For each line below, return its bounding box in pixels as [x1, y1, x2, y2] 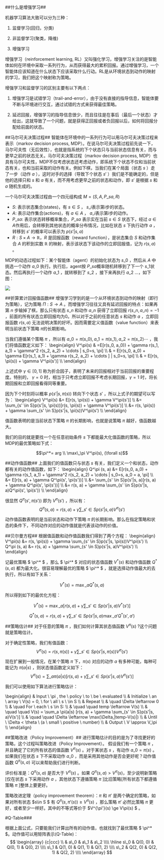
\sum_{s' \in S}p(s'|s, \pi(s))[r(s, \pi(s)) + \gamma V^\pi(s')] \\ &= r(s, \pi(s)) [5, 402, 156, 408]
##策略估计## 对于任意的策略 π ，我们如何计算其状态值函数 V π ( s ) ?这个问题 [5, 622, 157, 629]
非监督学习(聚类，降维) [12, 36, 59, 41]
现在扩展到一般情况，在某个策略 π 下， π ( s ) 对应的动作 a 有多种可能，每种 [5, 659, 153, 664]
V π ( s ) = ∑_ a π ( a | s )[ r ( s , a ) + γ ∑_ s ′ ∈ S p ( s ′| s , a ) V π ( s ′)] [30, 673, 134, 679]
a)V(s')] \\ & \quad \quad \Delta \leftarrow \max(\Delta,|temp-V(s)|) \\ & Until [5, 714, 158, 720]
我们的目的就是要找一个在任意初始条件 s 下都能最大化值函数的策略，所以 [5, 434, 151, 440]
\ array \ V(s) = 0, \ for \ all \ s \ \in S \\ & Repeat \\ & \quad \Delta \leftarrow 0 [5, 698, 159, 704]
